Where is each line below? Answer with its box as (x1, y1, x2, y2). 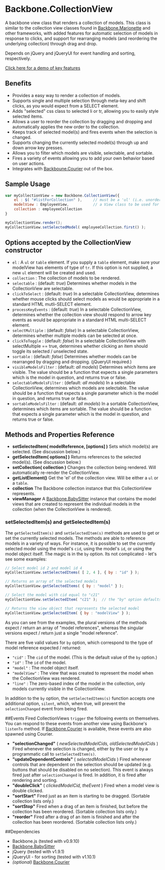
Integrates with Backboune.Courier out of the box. (12, 166, 114, 171)
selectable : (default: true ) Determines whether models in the (12, 280, 137, 286)
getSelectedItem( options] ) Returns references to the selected (12, 454, 141, 460)
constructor (5, 246, 43, 255)
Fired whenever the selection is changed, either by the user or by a (12, 745, 148, 752)
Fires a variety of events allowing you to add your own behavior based (12, 155, 155, 161)
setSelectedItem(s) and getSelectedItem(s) (5, 519, 110, 526)
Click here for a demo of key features (5, 65, 81, 71)
